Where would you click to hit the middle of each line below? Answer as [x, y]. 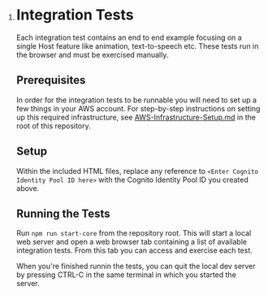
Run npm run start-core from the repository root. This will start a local [134, 233]
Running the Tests [63, 213]
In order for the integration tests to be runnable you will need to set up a [136, 100]
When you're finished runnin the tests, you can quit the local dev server [136, 267]
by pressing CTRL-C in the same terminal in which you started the [126, 275]
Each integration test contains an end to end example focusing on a [129, 37]
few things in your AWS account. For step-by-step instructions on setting [138, 108]
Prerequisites [51, 80]
